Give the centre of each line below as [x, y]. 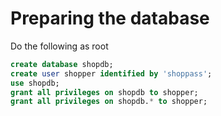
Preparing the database [110, 18]
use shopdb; [35, 83]
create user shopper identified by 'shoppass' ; [111, 73]
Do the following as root [59, 46]
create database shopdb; [62, 64]
